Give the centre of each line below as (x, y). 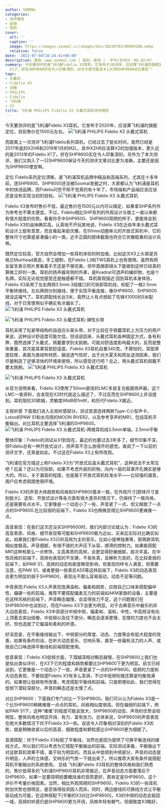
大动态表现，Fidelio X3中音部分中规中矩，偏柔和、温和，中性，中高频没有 (80, 611)
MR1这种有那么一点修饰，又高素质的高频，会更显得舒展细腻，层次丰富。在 (81, 551)
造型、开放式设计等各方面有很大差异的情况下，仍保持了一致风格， (91, 498)
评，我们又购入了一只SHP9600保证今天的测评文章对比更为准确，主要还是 (80, 160)
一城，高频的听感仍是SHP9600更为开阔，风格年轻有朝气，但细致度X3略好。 (83, 801)
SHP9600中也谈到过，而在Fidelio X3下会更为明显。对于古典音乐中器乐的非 (81, 605)
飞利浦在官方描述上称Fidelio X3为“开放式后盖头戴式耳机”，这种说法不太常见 (82, 462)
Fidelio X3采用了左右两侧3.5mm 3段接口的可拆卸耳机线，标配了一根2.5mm (81, 284)
